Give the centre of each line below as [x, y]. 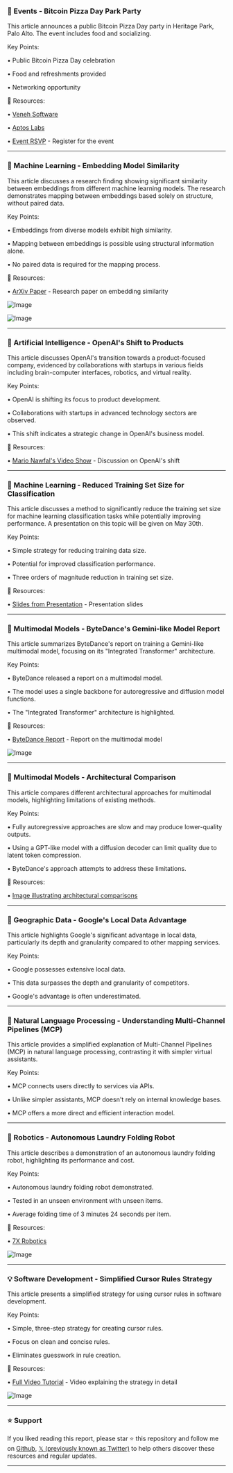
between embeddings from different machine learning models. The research [116, 188]
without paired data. [36, 203]
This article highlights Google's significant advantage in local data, [102, 935]
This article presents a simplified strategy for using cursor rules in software [114, 1294]
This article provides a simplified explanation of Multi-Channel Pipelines [110, 1045]
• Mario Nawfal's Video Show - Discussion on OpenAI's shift [94, 460]
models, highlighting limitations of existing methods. [81, 800]
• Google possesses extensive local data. [67, 969]
